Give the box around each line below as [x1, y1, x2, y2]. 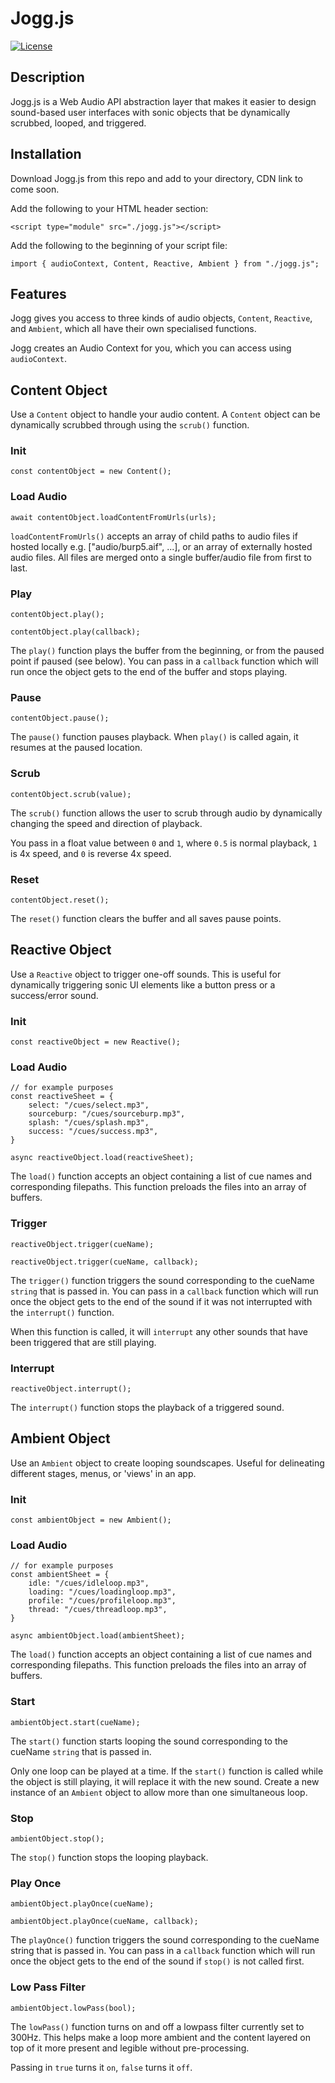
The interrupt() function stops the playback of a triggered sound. [10, 1401, 285, 1413]
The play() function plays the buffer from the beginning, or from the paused [10, 645, 325, 657]
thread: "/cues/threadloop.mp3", [28, 1605, 168, 1615]
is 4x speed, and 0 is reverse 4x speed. [10, 847, 172, 859]
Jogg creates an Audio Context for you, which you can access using [10, 342, 292, 354]
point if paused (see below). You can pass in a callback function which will [10, 655, 319, 667]
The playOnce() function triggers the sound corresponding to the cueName [10, 1934, 320, 1946]
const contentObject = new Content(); [10, 467, 172, 477]
